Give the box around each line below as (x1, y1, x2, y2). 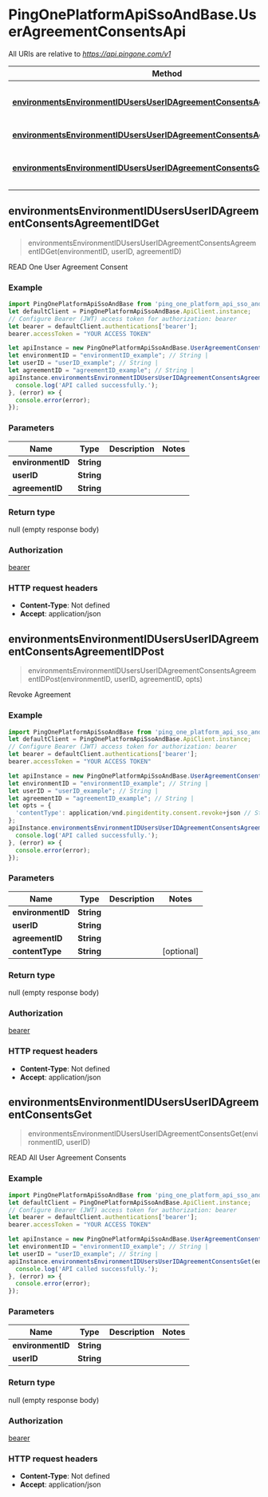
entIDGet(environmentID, (27, 246, 110, 256)
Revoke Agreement (8, 690, 72, 699)
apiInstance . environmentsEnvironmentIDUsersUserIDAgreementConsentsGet (8, 1257, 251, 1265)
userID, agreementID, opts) (114, 675, 203, 684)
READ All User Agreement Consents (8, 1153, 127, 1162)
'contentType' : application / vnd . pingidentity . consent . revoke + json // (15, 809, 251, 818)
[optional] (162, 945, 199, 956)
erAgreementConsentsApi (8, 22, 186, 41)
